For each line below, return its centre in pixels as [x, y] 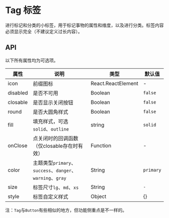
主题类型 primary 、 [54, 163]
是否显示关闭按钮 [53, 102]
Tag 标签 [23, 10]
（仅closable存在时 [55, 146]
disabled [18, 92]
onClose [18, 145]
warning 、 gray [49, 178]
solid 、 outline [51, 129]
